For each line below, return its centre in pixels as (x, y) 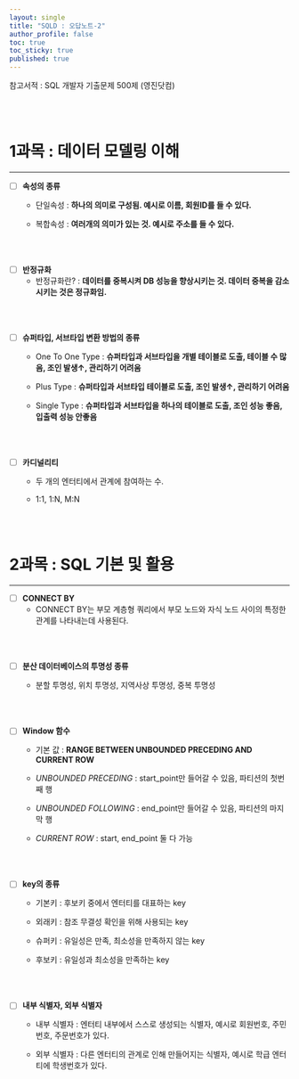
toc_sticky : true (41, 51)
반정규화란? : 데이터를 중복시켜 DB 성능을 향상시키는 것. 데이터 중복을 (154, 281)
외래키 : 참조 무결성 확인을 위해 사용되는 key (112, 922)
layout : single (37, 17)
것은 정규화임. (83, 292)
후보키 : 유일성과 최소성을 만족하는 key (102, 960)
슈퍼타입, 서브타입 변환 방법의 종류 (81, 338)
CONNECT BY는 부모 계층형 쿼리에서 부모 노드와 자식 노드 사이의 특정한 (161, 609)
